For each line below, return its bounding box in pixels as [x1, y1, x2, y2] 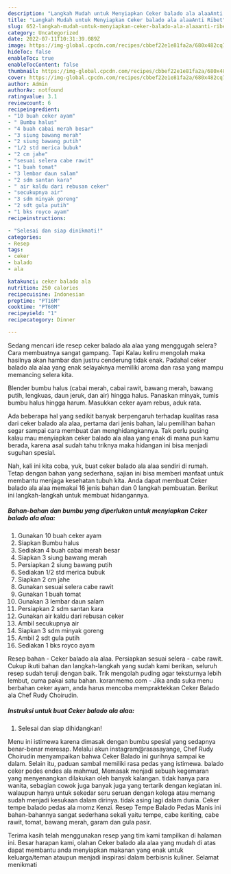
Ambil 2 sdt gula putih [17, 634, 80, 642]
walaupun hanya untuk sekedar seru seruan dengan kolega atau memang [8, 789, 215, 797]
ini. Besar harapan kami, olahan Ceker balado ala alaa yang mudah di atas [8, 838, 217, 846]
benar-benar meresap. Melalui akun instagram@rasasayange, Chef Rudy [8, 745, 214, 753]
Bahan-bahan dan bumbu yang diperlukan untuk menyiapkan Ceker [8, 507, 208, 515]
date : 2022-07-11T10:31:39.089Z [8, 36, 100, 43]
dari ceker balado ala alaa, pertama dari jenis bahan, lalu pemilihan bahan [8, 419, 215, 427]
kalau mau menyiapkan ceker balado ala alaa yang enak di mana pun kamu [8, 434, 219, 442]
